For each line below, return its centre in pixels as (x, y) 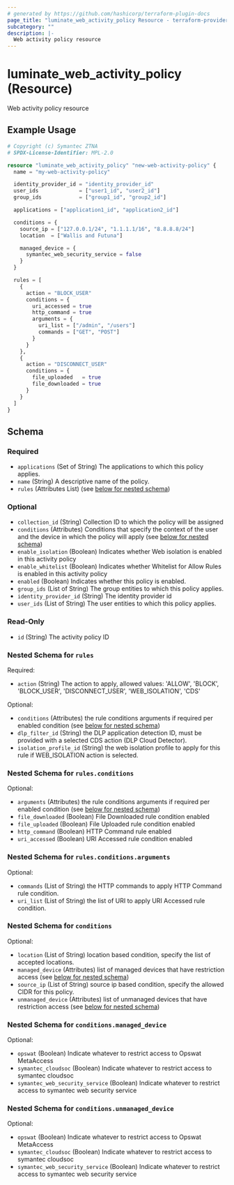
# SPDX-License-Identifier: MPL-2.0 (60, 153)
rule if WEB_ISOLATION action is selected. (78, 755)
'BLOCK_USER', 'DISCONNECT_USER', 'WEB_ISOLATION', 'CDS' (109, 690)
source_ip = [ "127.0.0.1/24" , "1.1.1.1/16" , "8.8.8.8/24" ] (107, 229)
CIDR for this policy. (46, 992)
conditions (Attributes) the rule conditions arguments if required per (115, 718)
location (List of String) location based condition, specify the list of (114, 954)
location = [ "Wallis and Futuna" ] (71, 235)
